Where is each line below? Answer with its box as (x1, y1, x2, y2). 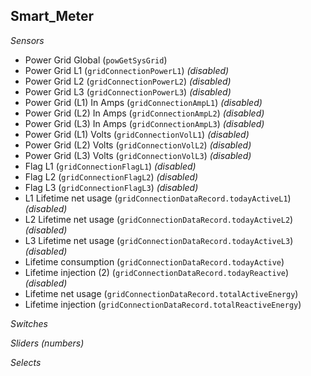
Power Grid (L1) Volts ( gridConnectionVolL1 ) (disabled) (24, 128, 250, 140)
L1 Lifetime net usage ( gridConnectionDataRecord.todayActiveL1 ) (24, 192, 292, 204)
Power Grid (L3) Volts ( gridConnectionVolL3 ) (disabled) (24, 149, 252, 161)
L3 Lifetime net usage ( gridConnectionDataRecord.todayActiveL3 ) (24, 234, 294, 246)
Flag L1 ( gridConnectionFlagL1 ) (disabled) (24, 160, 197, 172)
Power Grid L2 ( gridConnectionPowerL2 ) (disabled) (24, 75, 232, 87)
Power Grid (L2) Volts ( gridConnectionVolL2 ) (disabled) (24, 139, 252, 151)
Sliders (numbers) (10, 337, 85, 349)
